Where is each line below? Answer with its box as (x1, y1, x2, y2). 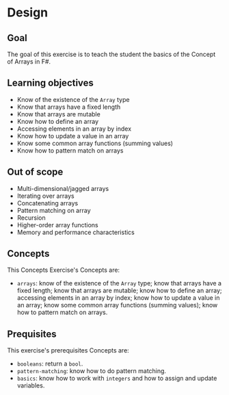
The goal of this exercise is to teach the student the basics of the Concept (7, 50, 216, 58)
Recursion (16, 214, 46, 222)
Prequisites (7, 328, 57, 340)
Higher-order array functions (16, 220, 98, 229)
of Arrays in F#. (7, 58, 51, 66)
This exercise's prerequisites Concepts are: (7, 346, 130, 355)
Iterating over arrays (16, 192, 75, 200)
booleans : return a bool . (16, 359, 83, 368)
